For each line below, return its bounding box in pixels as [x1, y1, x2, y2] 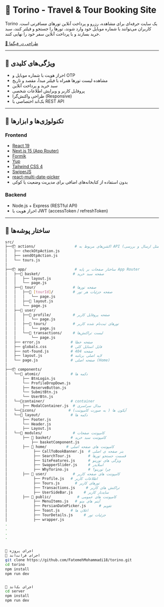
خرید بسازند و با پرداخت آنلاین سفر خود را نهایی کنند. [5, 31, 101, 37]
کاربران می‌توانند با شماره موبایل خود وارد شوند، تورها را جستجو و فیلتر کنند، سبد [5, 25, 151, 31]
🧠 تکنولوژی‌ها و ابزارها [5, 117, 64, 125]
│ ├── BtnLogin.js [5, 376, 56, 381]
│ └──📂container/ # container [5, 399, 95, 404]
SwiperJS [12, 169, 32, 175]
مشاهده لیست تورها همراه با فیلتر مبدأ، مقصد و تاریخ [12, 77, 108, 83]
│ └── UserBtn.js [5, 394, 54, 399]
